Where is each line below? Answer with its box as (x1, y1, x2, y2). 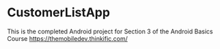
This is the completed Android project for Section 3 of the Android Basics (7, 27, 213, 35)
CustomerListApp (7, 5, 111, 20)
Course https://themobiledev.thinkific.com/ (7, 34, 128, 42)
